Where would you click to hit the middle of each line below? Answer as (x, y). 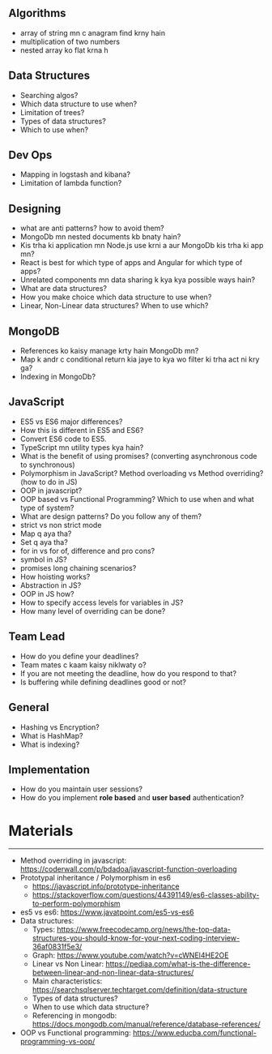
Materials (41, 831)
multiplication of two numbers (70, 41)
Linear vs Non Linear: (68, 964)
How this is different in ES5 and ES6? (82, 430)
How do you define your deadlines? (79, 656)
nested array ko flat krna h (64, 50)
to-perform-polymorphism (76, 904)
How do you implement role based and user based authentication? (132, 798)
